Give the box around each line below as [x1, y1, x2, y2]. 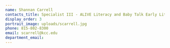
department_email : [5, 35, 44, 40]
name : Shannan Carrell [5, 7, 53, 12]
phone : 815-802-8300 [5, 26, 49, 31]
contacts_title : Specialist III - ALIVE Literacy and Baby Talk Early [5, 12, 157, 17]
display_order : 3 [5, 16, 42, 21]
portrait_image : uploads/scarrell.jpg [5, 21, 87, 26]
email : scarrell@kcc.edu [5, 30, 58, 35]
